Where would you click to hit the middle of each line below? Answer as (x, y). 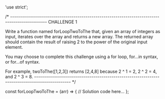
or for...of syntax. (23, 62)
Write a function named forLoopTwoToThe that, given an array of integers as (83, 31)
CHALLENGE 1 (63, 22)
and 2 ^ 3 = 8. (19, 77)
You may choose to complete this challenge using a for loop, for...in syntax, (82, 57)
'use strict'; (17, 7)
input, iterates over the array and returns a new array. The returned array (79, 37)
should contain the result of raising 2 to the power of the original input (76, 42)
